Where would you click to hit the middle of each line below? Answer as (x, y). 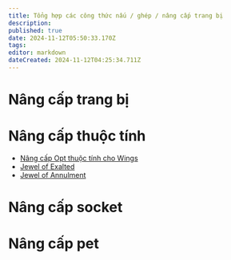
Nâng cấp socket (66, 207)
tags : (17, 45)
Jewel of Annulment (53, 175)
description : (30, 23)
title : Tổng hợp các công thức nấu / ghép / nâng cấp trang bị (116, 16)
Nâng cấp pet (54, 244)
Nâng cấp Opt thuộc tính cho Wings (79, 158)
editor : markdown (37, 53)
